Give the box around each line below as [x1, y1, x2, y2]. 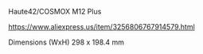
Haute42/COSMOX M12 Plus [8, 7, 102, 16]
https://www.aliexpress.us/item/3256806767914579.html [8, 22, 195, 31]
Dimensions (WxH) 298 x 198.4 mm [8, 37, 125, 47]
